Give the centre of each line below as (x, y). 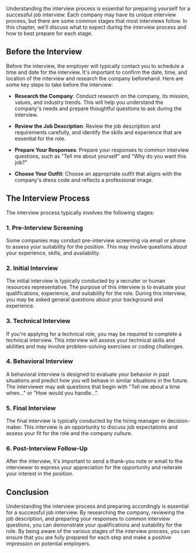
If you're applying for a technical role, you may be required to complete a (94, 334)
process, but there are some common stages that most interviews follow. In (97, 21)
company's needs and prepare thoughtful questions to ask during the (98, 108)
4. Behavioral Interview (39, 361)
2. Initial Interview (32, 268)
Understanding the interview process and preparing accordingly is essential (97, 506)
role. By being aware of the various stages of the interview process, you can (98, 531)
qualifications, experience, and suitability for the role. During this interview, (96, 293)
